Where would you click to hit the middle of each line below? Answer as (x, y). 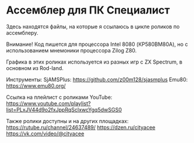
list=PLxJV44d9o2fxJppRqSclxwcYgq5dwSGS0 (64, 109)
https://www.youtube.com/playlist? (48, 103)
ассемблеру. (22, 32)
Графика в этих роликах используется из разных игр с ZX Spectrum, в (94, 62)
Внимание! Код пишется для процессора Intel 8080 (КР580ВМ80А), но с (97, 44)
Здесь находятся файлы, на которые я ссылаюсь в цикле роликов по (93, 26)
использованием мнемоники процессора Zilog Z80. (71, 50)
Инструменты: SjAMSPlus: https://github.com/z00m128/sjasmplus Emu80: (97, 79)
